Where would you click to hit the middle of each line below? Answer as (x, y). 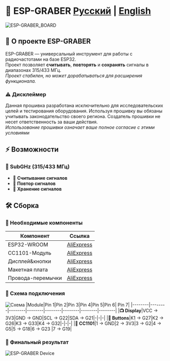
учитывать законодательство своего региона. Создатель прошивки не (83, 117)
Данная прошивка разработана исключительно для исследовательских (84, 106)
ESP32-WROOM (28, 245)
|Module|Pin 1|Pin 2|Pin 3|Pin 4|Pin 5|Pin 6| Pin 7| (78, 305)
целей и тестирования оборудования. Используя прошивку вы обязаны (84, 111)
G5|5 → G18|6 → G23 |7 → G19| (39, 329)
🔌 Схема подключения (35, 294)
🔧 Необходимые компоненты (44, 223)
